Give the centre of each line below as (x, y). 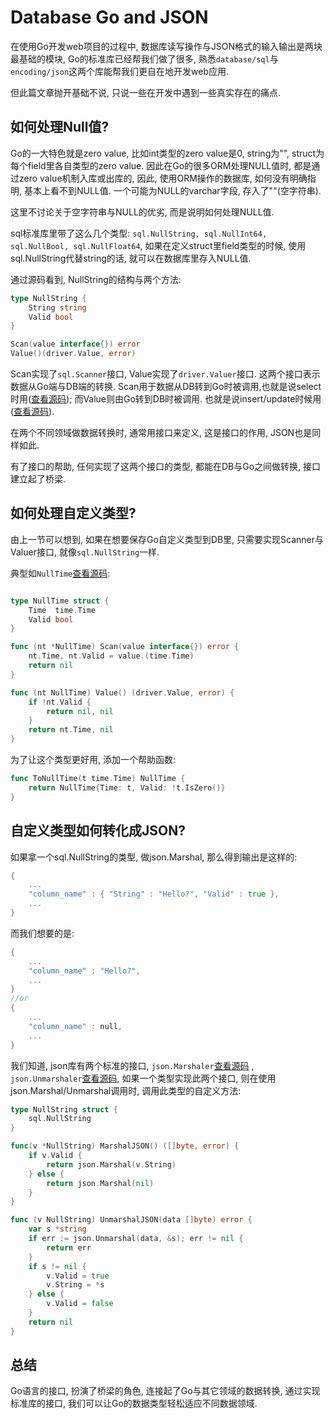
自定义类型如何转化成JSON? (98, 831)
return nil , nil (80, 711)
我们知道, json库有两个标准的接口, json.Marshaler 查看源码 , (132, 1065)
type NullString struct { (64, 1109)
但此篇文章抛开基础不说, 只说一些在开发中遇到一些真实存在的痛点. (146, 92)
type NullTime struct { (60, 601)
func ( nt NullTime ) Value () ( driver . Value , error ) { (122, 692)
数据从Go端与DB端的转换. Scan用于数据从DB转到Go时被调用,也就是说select (166, 386)
